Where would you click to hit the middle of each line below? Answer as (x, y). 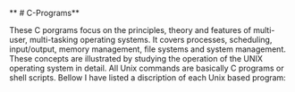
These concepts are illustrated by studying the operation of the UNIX (136, 59)
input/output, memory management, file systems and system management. (147, 49)
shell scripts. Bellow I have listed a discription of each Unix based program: (147, 78)
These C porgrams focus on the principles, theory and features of (131, 30)
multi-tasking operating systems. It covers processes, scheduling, (151, 40)
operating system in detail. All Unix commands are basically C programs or (147, 68)
